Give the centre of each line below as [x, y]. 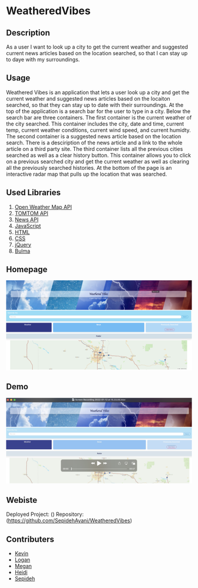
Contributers [30, 539]
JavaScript [28, 225]
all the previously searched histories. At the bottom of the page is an [89, 167]
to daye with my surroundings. [43, 59]
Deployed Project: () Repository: [45, 514]
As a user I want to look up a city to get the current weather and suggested [97, 47]
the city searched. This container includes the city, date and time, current [95, 124]
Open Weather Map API [43, 207]
